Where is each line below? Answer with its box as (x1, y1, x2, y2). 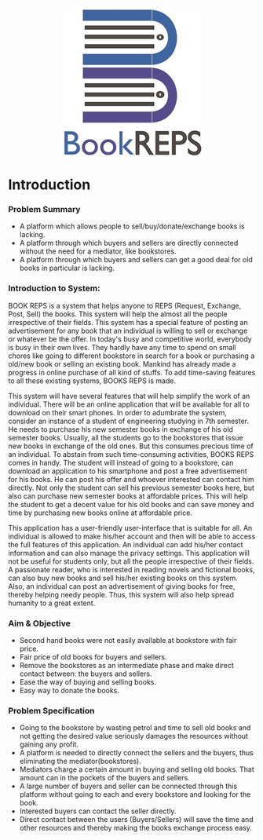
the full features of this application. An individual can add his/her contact (8, 539, 243, 549)
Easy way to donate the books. (19, 686, 120, 696)
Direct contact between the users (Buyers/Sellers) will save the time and (19, 815, 254, 824)
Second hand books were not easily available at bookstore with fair (19, 636, 237, 645)
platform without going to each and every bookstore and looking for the (19, 790, 251, 799)
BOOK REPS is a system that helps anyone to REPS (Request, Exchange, (8, 301, 242, 310)
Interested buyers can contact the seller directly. (19, 806, 177, 816)
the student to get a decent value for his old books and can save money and (8, 499, 254, 509)
